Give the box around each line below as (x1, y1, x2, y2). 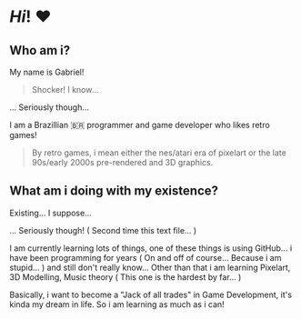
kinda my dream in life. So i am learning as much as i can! (9, 298, 225, 310)
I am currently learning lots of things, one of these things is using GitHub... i (9, 243, 293, 254)
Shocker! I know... (31, 85, 99, 95)
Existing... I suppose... (9, 207, 93, 218)
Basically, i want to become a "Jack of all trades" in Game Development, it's (9, 289, 293, 300)
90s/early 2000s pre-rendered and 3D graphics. (31, 157, 214, 167)
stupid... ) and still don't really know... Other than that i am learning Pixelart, (9, 262, 291, 273)
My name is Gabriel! (9, 66, 85, 77)
